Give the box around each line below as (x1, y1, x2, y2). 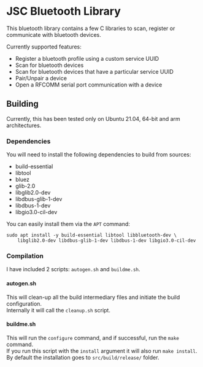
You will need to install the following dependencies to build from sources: (6, 151, 191, 158)
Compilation (6, 252, 44, 260)
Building (6, 99, 39, 109)
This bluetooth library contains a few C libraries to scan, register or (6, 25, 175, 32)
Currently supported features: (6, 43, 82, 50)
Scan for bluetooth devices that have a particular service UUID (15, 68, 174, 75)
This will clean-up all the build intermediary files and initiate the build (6, 293, 180, 301)
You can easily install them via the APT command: (6, 220, 131, 228)
